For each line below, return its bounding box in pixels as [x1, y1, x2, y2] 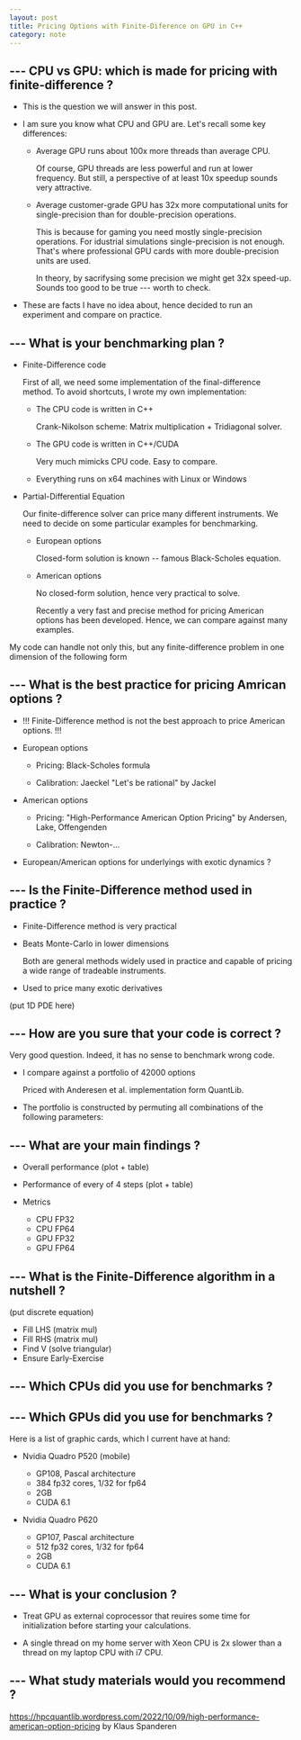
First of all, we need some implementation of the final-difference [22, 377, 261, 387]
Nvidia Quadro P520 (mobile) [22, 1451, 131, 1462]
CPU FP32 [35, 1214, 75, 1225]
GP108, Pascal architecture [35, 1468, 137, 1479]
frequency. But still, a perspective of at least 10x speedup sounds [35, 173, 279, 184]
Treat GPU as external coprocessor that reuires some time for [22, 1610, 251, 1621]
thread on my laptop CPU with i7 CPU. [22, 1647, 164, 1658]
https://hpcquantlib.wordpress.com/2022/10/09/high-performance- [9, 1711, 261, 1722]
